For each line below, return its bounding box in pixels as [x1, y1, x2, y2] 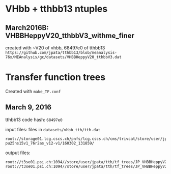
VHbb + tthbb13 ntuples [5, 3, 108, 15]
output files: [5, 150, 31, 156]
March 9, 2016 [5, 103, 52, 112]
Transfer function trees [5, 72, 106, 83]
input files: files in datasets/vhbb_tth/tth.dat [5, 126, 101, 132]
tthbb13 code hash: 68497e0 [5, 117, 63, 123]
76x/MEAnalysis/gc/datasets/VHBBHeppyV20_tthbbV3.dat [5, 54, 122, 60]
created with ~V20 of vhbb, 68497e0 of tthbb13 [5, 45, 105, 51]
